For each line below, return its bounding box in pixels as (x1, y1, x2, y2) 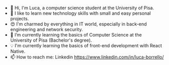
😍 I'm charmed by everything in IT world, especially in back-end (10, 21, 147, 27)
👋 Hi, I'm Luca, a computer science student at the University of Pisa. (10, 5, 155, 11)
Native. (10, 48, 26, 54)
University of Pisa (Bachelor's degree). (10, 37, 92, 43)
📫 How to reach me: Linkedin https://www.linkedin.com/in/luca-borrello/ (10, 54, 164, 60)
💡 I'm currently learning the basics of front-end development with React (10, 43, 162, 48)
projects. (10, 16, 29, 21)
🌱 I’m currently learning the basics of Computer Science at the (10, 32, 142, 38)
